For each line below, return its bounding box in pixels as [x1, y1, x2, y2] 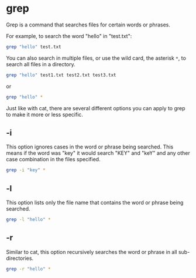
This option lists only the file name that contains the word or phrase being [6, 199, 184, 206]
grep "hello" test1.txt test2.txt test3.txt [6, 72, 116, 78]
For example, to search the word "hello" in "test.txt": [6, 32, 132, 39]
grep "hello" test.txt [6, 43, 61, 50]
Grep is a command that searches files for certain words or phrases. [6, 21, 171, 28]
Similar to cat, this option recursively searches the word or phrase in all [6, 248, 177, 255]
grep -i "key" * [6, 167, 46, 173]
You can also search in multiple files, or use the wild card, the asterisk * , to [6, 55, 186, 62]
